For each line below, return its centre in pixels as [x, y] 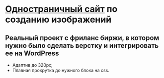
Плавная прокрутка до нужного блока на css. [61, 70]
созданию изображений [58, 19]
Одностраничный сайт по [61, 9]
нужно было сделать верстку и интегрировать [82, 45]
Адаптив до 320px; [32, 65]
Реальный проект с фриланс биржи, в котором [82, 38]
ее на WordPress [32, 53]
